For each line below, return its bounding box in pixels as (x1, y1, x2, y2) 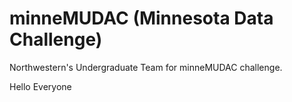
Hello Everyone (9, 80, 72, 92)
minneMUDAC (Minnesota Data (9, 7, 274, 30)
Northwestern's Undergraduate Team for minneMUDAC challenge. (9, 61, 283, 73)
